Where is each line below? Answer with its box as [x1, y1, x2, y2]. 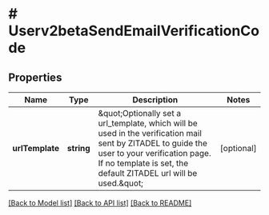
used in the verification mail [98, 128, 203, 138]
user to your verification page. [98, 148, 211, 158]
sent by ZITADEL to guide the [98, 137, 208, 149]
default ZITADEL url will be [98, 168, 198, 178]
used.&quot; [98, 177, 144, 189]
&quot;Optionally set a [98, 108, 182, 118]
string [66, 143, 90, 153]
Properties [8, 70, 62, 84]
